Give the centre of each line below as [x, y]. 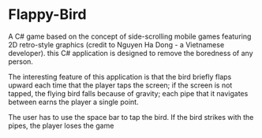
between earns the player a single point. [74, 102]
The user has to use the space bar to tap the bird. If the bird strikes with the [131, 117]
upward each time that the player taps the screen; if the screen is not [120, 85]
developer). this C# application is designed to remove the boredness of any [131, 53]
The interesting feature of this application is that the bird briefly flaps [120, 76]
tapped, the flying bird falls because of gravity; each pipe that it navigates [128, 93]
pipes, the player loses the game [61, 125]
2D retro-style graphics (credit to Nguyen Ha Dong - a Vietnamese [116, 44]
